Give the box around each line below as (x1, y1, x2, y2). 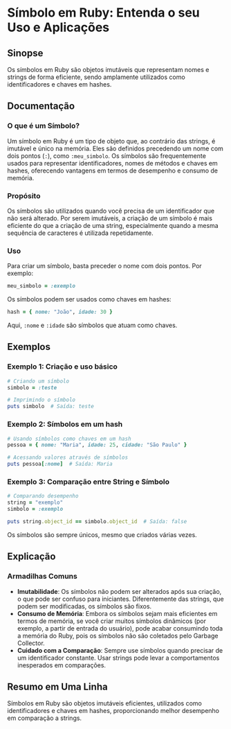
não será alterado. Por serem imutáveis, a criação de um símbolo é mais (7, 213, 213, 222)
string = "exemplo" (7, 499, 64, 507)
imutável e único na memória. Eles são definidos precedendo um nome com (7, 144, 223, 152)
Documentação (7, 100, 75, 112)
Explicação (7, 551, 56, 563)
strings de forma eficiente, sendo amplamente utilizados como (7, 73, 185, 81)
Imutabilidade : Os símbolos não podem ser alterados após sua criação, (17, 587, 222, 595)
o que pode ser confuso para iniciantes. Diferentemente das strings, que (17, 595, 225, 603)
